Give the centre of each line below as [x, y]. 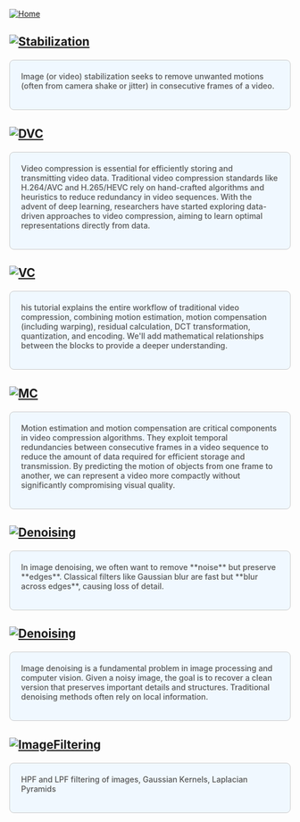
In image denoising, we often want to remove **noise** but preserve [149, 566]
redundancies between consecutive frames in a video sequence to [145, 447]
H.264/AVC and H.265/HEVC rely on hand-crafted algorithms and [143, 187]
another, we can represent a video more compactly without [131, 475]
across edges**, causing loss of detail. [93, 586]
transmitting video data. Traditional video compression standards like [150, 178]
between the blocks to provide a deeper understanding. [125, 346]
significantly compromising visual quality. [98, 485]
